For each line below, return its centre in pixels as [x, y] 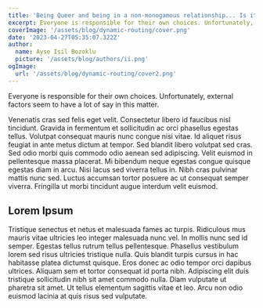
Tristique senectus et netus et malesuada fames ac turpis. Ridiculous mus [127, 230]
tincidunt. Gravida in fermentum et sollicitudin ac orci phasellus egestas [123, 128]
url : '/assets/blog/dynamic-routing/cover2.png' [96, 74]
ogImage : [22, 67]
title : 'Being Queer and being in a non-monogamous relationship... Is [127, 15]
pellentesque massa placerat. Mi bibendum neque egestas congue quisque [130, 161]
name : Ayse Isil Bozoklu [56, 52]
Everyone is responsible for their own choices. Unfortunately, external [121, 96]
